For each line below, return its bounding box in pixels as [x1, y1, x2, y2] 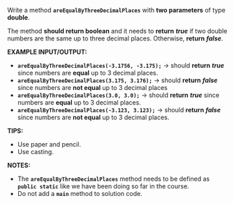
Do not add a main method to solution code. [17, 190, 142, 197]
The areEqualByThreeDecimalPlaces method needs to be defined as [17, 174, 210, 183]
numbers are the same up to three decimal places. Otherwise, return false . [7, 34, 224, 43]
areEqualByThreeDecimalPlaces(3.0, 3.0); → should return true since [17, 91, 220, 99]
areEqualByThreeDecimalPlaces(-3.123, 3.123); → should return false [17, 106, 221, 114]
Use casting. [17, 148, 54, 156]
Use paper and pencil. [17, 140, 82, 149]
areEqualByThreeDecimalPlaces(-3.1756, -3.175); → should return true [17, 61, 225, 69]
